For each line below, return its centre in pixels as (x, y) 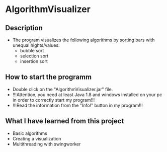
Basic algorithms (30, 133)
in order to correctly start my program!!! (54, 100)
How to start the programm (49, 77)
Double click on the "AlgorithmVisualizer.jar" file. (63, 89)
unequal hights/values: (36, 45)
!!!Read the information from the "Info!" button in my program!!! (78, 105)
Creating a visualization (37, 138)
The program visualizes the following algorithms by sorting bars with (83, 40)
